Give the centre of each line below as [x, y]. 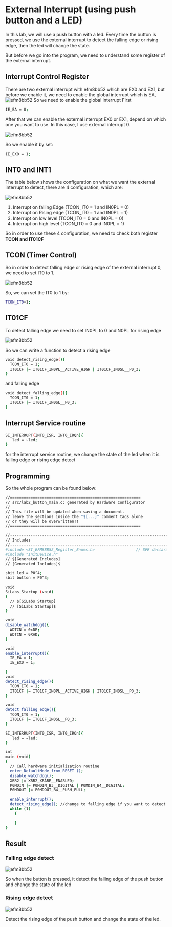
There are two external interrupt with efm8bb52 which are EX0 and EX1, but [85, 89]
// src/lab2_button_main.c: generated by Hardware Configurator [75, 502]
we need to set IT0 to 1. [30, 273]
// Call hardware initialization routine [55, 766]
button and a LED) [44, 20]
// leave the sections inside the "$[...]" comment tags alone [74, 516]
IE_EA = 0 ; [17, 109]
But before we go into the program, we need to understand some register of [85, 55]
